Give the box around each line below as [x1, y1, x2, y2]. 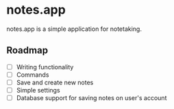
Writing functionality [16, 62, 74, 71]
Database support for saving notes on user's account [16, 94, 167, 101]
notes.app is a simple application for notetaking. [6, 25, 142, 33]
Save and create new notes [16, 78, 94, 86]
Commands [16, 71, 49, 79]
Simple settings [16, 86, 60, 94]
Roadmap [6, 45, 49, 56]
